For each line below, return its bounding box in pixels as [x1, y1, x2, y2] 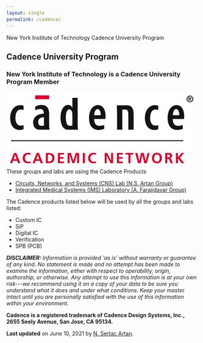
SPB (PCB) [15, 242, 43, 250]
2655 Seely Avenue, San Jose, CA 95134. [6, 318, 113, 325]
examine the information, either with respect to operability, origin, [6, 267, 171, 275]
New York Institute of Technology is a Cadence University [6, 70, 181, 78]
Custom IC [15, 216, 42, 224]
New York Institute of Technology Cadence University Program [6, 34, 165, 41]
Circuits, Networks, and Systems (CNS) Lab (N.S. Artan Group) [15, 180, 174, 187]
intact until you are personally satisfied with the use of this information [6, 293, 185, 301]
